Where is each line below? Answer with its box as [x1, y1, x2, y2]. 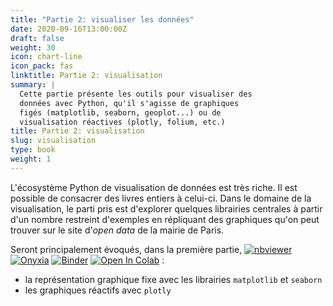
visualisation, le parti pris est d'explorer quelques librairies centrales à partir [10, 202, 323, 215]
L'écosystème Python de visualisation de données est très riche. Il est [10, 181, 298, 193]
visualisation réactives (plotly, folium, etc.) [19, 117, 226, 127]
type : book [10, 145, 56, 155]
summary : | [10, 80, 56, 90]
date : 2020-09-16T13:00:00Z [10, 24, 128, 34]
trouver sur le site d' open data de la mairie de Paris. [10, 224, 225, 236]
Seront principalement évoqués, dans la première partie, [10, 243, 243, 255]
